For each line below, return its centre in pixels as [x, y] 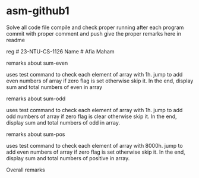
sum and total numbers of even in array [54, 87]
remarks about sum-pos [36, 134]
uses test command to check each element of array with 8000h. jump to [94, 145]
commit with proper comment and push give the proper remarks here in [94, 33]
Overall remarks [26, 170]
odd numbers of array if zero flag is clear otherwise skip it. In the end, [91, 116]
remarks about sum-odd [36, 98]
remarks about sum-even [37, 63]
